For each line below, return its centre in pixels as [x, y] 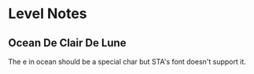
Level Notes [48, 14]
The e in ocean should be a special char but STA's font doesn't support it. [127, 61]
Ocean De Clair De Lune [67, 43]
